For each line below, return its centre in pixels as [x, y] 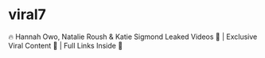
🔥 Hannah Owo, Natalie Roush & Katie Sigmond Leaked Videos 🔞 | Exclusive [133, 37]
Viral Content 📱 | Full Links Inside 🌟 [66, 45]
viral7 [27, 15]
